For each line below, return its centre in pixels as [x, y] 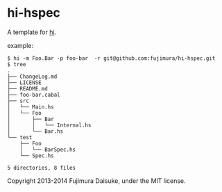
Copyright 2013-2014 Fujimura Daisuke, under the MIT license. [96, 181]
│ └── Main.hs [31, 107]
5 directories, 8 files [42, 168]
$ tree [17, 64]
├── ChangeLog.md [32, 77]
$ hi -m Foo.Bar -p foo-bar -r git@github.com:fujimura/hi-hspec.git [111, 58]
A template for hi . [32, 32]
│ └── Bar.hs [35, 131]
